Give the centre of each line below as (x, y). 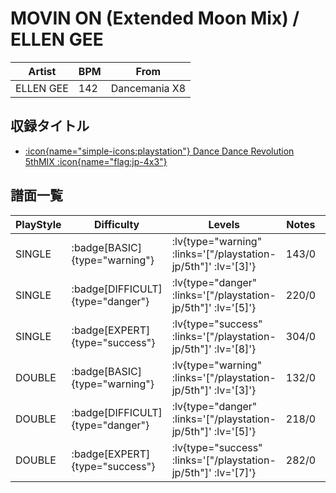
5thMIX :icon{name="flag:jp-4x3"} (96, 161)
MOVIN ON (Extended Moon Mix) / (155, 18)
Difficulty (117, 224)
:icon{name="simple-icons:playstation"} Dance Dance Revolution (159, 151)
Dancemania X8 (148, 88)
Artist (42, 71)
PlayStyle (38, 224)
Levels (224, 224)
